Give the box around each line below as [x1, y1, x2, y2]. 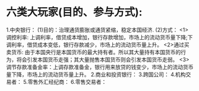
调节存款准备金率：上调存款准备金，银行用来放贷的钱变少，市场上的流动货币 [6, 63, 194, 70]
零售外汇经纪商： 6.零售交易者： [27, 78, 107, 85]
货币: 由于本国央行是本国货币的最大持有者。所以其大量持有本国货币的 [11, 48, 181, 55]
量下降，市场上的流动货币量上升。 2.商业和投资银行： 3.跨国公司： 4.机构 [6, 71, 186, 78]
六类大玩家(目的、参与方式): [6, 5, 143, 19]
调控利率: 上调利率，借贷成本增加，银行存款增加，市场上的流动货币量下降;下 [6, 33, 193, 40]
